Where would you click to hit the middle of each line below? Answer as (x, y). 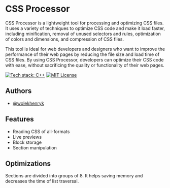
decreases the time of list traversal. (42, 181)
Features (20, 119)
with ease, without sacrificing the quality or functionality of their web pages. (85, 65)
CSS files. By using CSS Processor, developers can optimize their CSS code (84, 59)
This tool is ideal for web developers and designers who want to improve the (85, 49)
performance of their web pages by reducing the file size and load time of (82, 54)
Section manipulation (35, 147)
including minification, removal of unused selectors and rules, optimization (83, 34)
